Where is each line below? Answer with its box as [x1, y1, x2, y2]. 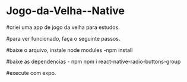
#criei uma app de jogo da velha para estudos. [6, 24, 120, 31]
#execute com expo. [6, 69, 56, 76]
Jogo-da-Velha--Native [6, 4, 125, 18]
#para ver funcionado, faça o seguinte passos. [6, 35, 121, 42]
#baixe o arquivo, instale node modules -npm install [6, 46, 133, 54]
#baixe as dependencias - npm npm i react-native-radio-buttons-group [6, 58, 181, 65]
